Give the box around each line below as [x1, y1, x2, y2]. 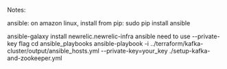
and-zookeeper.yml [7, 54, 62, 62]
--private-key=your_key [100, 47, 168, 55]
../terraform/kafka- [150, 40, 204, 47]
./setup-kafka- [169, 47, 211, 55]
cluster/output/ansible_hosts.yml [7, 47, 99, 55]
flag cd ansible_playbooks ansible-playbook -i [19, 40, 150, 47]
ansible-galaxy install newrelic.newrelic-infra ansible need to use [7, 32, 191, 40]
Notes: [7, 6, 26, 14]
